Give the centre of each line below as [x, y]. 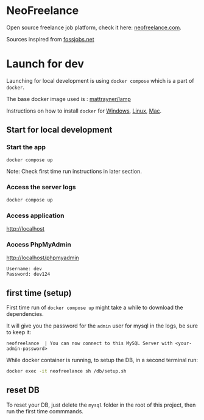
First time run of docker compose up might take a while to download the [95, 307]
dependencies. [25, 314]
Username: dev [24, 269]
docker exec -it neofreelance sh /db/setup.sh [66, 371]
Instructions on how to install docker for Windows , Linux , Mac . [84, 111]
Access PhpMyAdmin [39, 244]
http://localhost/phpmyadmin [43, 258]
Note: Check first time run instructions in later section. [74, 172]
